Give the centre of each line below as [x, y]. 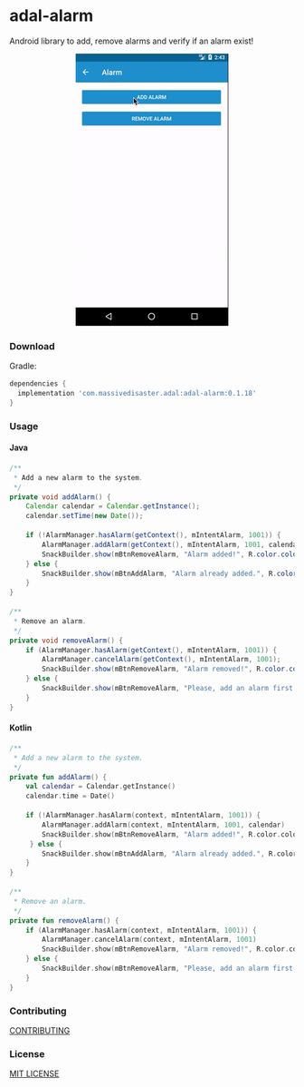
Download [33, 346]
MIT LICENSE [34, 1074]
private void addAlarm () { [60, 497]
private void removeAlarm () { [66, 641]
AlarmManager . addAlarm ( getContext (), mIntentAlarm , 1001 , [153, 544]
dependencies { [38, 384]
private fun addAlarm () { [58, 777]
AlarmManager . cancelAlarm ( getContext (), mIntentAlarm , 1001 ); [161, 660]
